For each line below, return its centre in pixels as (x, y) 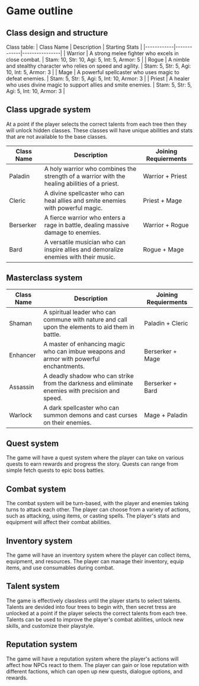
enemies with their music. (80, 257)
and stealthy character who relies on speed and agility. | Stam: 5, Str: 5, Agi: (99, 66)
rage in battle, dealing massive (86, 225)
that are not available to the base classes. (57, 136)
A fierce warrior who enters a (85, 218)
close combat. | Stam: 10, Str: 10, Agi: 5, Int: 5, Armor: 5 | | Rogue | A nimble (98, 60)
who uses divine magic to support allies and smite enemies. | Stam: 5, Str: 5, (99, 85)
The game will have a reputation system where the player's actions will (92, 659)
